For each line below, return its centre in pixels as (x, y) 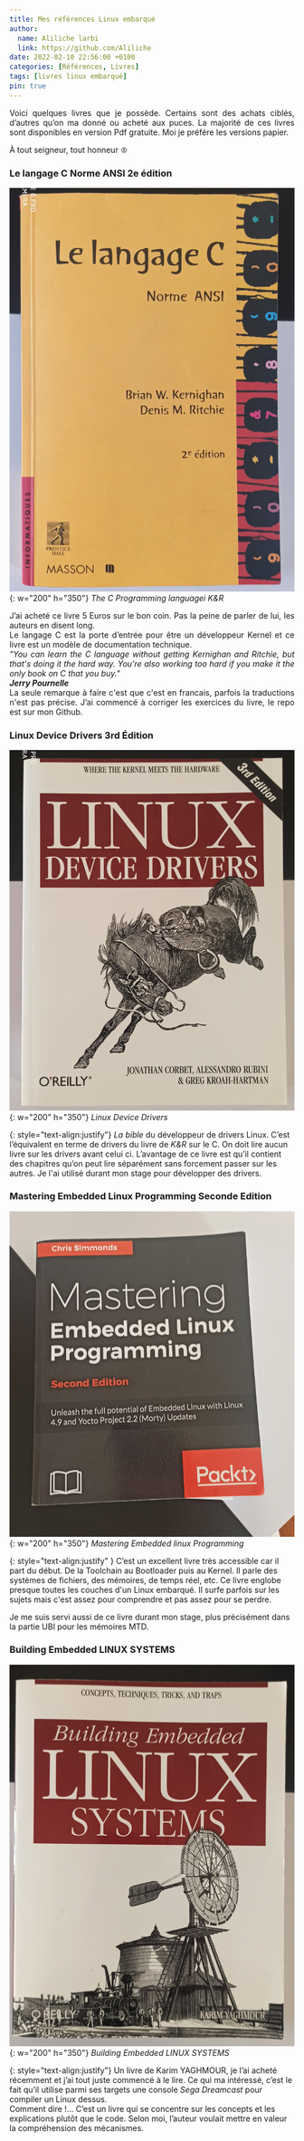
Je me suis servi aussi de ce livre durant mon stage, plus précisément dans (150, 1617)
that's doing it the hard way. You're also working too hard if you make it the (152, 663)
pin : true (28, 86)
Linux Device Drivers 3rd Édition (81, 735)
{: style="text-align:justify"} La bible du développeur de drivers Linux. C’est (150, 1134)
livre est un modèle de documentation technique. (101, 644)
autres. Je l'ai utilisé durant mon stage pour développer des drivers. (136, 1173)
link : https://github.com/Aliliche (85, 48)
